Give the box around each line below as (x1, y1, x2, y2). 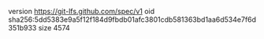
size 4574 (38, 23, 71, 32)
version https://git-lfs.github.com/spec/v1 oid (8, 7, 155, 16)
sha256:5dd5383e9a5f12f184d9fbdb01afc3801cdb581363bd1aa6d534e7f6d (8, 15, 257, 24)
